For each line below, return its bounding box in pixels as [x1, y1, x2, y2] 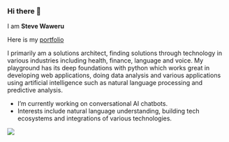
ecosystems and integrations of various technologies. [17, 114, 172, 123]
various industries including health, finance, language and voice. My [7, 56, 204, 65]
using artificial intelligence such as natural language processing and [7, 79, 203, 87]
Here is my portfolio [7, 35, 64, 44]
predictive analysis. [7, 86, 63, 95]
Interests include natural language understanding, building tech [17, 107, 200, 116]
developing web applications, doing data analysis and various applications [7, 71, 221, 79]
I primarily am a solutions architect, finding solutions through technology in [7, 49, 223, 58]
